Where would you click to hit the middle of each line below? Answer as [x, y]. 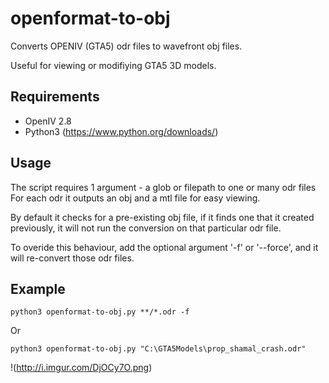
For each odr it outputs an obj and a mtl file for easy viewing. [135, 198]
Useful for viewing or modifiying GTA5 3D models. [113, 65]
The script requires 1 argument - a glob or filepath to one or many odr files [163, 187]
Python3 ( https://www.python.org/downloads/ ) [121, 131]
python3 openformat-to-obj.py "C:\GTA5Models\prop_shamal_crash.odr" [158, 349]
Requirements [55, 97]
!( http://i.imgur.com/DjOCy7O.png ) [81, 368]
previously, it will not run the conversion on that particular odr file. [146, 228]
